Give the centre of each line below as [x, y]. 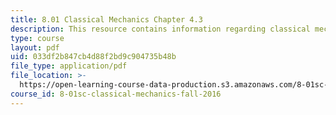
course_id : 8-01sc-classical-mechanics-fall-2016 [116, 94]
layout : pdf [35, 47]
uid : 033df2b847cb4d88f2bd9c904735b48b [93, 57]
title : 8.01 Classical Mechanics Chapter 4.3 [106, 19]
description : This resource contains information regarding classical [160, 29]
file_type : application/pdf [69, 66]
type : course [37, 38]
